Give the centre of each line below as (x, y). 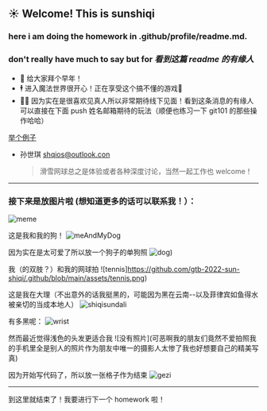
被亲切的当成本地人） (43, 304)
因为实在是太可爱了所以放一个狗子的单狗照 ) (91, 252)
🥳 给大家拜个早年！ (51, 78)
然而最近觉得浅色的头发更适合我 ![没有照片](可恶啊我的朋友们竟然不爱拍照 (129, 338)
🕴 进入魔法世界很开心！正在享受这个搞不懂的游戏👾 (101, 88)
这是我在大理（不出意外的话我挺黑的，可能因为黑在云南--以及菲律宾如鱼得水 (133, 294)
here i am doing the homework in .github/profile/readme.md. (128, 37)
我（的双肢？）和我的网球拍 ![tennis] (68, 269)
